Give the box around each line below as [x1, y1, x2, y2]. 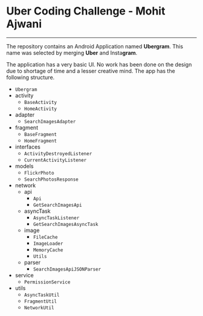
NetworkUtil [24, 305, 54, 311]
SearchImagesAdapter [24, 118, 76, 124]
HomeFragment [24, 138, 57, 144]
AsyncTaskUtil [24, 292, 60, 298]
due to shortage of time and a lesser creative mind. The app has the [6, 67, 175, 74]
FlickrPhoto [24, 170, 54, 176]
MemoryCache [33, 247, 63, 253]
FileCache [33, 234, 58, 240]
